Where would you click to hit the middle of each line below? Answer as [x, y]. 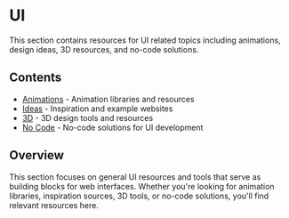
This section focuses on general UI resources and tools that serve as [135, 177]
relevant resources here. [54, 205]
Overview [37, 155]
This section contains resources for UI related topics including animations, [145, 40]
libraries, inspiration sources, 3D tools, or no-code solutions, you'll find [139, 196]
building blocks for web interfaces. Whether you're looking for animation [142, 186]
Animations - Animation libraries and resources [108, 99]
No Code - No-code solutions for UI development [112, 127]
